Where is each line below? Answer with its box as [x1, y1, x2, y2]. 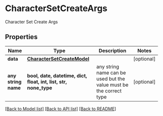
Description [98, 47, 127, 54]
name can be [96, 69, 126, 76]
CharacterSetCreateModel [27, 55, 90, 62]
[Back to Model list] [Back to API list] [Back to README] [5, 106, 116, 112]
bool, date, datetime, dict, [27, 72, 87, 79]
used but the [96, 75, 125, 82]
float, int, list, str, [27, 78, 67, 85]
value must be [96, 81, 129, 88]
